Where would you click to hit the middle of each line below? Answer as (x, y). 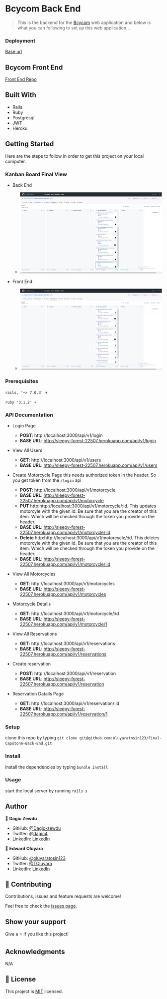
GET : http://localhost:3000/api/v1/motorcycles (67, 583)
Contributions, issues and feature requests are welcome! (63, 896)
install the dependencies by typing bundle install (57, 767)
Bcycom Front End (34, 67)
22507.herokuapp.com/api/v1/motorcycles (63, 594)
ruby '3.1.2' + (21, 402)
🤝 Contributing (28, 884)
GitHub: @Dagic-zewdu (37, 828)
